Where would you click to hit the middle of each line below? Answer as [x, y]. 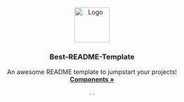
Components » [92, 80]
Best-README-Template [92, 57]
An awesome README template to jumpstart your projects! [92, 72]
